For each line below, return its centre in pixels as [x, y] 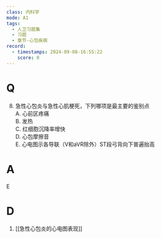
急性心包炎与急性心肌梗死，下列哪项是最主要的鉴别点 [82, 106]
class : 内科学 [23, 12]
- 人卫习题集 [26, 29]
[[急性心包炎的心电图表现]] [49, 229]
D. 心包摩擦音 [32, 136]
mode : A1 [17, 18]
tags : [13, 23]
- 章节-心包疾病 [30, 40]
